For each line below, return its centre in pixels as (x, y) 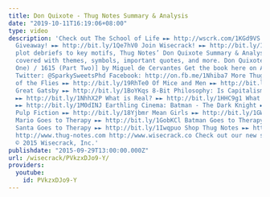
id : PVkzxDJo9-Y (50, 181)
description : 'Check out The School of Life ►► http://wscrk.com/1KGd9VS (135, 38)
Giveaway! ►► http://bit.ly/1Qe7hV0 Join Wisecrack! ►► (111, 46)
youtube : (30, 173)
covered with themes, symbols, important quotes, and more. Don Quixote (140, 61)
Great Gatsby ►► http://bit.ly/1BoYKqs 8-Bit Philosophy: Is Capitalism (140, 90)
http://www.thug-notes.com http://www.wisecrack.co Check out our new (136, 135)
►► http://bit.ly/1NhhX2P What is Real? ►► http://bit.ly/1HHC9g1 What (138, 98)
